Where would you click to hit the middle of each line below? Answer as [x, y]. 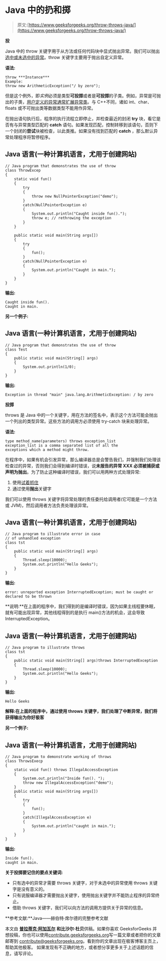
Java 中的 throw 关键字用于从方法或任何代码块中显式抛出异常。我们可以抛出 [83, 51]
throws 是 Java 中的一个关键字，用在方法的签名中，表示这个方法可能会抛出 [82, 415]
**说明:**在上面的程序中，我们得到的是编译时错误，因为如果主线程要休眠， [82, 607]
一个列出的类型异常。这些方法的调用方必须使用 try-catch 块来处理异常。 [79, 421]
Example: [14, 81]
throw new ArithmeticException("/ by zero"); [53, 86]
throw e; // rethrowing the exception [71, 218]
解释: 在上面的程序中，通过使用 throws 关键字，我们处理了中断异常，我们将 [81, 711]
